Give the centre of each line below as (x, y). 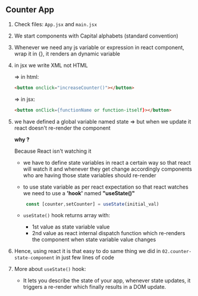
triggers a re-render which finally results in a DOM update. (95, 287)
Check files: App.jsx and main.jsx (56, 24)
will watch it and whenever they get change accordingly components (108, 169)
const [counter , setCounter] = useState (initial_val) (92, 204)
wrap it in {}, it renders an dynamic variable (67, 54)
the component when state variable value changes (94, 240)
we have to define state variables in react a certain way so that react (107, 162)
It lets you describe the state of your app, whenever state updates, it (107, 280)
